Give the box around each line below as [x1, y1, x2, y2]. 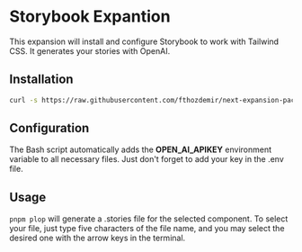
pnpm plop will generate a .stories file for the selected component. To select [9, 213, 289, 224]
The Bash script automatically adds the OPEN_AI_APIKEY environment [9, 144, 272, 155]
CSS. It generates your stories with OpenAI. [9, 45, 171, 56]
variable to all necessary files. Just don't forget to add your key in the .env [9, 154, 285, 165]
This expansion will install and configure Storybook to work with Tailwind [9, 36, 280, 47]
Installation [9, 72, 74, 87]
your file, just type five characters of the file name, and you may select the [9, 223, 285, 234]
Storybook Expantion [9, 6, 171, 27]
